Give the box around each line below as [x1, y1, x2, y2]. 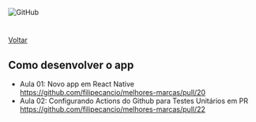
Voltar [8, 36, 28, 45]
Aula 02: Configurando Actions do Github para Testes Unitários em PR [19, 96, 249, 105]
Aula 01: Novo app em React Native [19, 79, 134, 89]
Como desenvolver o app [8, 58, 134, 71]
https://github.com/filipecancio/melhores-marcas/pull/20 [19, 88, 206, 97]
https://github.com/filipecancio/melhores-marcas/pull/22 [19, 105, 205, 114]
